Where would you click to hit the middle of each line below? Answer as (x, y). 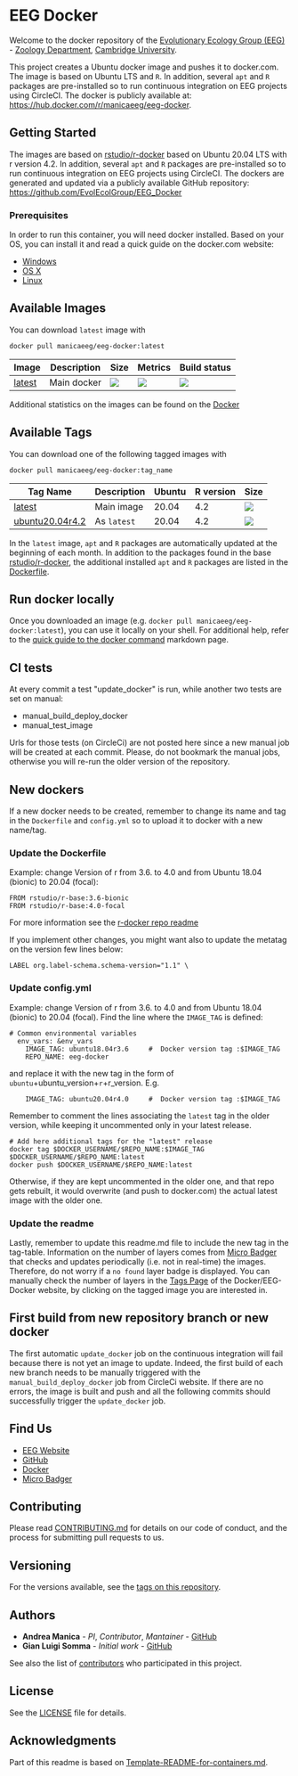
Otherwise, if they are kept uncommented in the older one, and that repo (142, 1181)
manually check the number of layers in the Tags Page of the (121, 1281)
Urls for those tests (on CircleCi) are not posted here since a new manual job (149, 743)
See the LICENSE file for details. (68, 1713)
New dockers (47, 790)
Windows (39, 262)
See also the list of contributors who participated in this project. (126, 1664)
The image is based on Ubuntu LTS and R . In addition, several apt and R (139, 76)
